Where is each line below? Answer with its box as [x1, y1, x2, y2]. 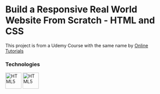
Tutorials [5, 48, 24, 54]
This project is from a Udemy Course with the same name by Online [5, 42, 149, 48]
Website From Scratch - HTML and [5, 14, 155, 26]
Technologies [5, 61, 40, 68]
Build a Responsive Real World [5, 4, 137, 15]
